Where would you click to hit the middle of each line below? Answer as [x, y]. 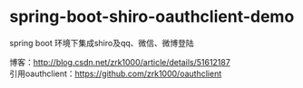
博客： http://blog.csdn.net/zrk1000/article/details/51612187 [120, 62]
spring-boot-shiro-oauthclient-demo [152, 17]
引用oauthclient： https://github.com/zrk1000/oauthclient [116, 73]
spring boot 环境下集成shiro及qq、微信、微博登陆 [102, 43]
